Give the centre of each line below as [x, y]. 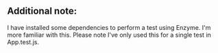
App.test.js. [23, 42]
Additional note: [42, 11]
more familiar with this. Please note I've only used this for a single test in [109, 35]
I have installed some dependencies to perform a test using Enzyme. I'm [109, 27]
